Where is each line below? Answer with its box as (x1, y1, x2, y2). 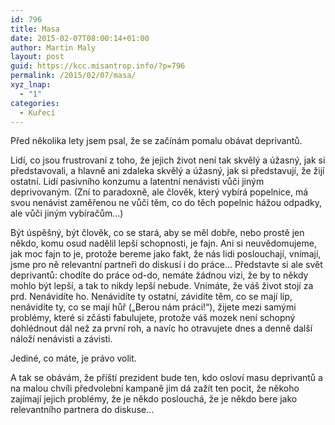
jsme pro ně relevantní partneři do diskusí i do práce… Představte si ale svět (10, 259, 323, 271)
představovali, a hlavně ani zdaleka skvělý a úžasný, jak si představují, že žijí (10, 165, 325, 177)
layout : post (10, 52, 65, 62)
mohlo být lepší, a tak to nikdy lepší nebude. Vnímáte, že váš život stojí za (10, 280, 314, 292)
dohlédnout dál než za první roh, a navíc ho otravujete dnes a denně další (10, 322, 313, 335)
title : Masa (10, 24, 60, 34)
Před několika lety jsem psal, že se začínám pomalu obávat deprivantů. (10, 135, 303, 147)
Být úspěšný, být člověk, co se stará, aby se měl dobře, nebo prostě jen (10, 227, 305, 239)
